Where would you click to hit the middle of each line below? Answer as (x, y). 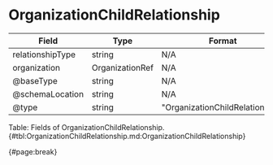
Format (223, 41)
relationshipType (44, 54)
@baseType (35, 80)
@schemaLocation (48, 93)
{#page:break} (33, 151)
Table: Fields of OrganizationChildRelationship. (87, 127)
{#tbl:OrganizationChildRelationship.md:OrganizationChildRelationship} (127, 136)
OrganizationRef (123, 67)
